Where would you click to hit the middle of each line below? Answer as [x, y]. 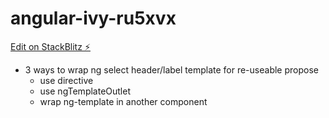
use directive [66, 80]
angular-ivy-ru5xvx [93, 18]
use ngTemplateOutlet [85, 91]
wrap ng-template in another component [123, 101]
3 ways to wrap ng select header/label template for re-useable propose [171, 69]
